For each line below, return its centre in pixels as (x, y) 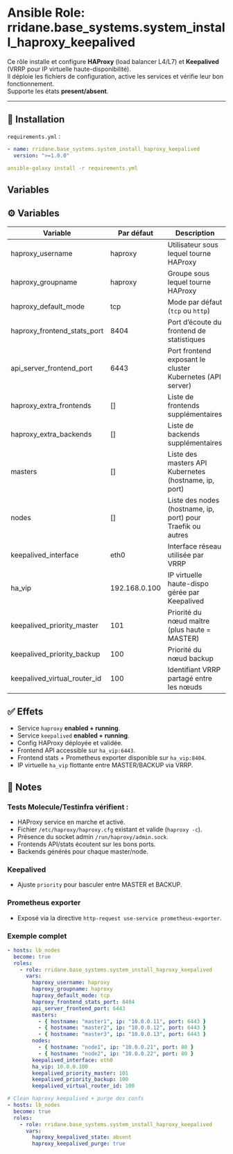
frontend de (187, 330)
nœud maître (189, 621)
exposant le (187, 359)
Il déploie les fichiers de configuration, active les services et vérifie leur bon (115, 76)
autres (178, 535)
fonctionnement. (31, 83)
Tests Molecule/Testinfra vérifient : (68, 806)
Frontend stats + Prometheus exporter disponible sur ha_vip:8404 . (112, 758)
